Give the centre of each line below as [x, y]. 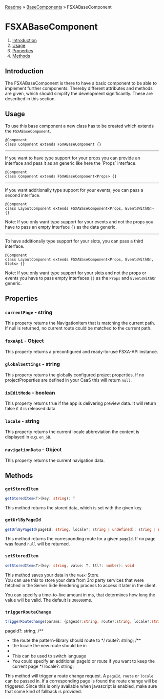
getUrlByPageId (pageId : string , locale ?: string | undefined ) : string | [81, 529]
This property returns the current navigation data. [55, 460]
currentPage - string [29, 312]
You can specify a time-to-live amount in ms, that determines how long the [80, 595]
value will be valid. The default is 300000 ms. [49, 600]
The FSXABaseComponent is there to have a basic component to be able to [81, 83]
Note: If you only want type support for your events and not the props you [79, 221]
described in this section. [31, 98]
